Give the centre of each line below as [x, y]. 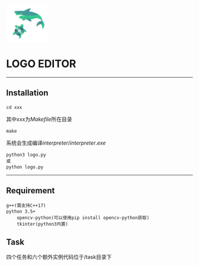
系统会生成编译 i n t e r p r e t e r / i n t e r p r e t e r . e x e [56, 143]
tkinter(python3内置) [42, 224]
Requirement [31, 191]
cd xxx [14, 107]
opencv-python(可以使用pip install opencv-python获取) [83, 217]
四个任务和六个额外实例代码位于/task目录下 [59, 257]
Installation [27, 93]
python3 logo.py [26, 155]
